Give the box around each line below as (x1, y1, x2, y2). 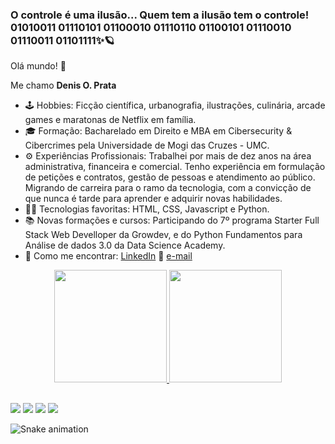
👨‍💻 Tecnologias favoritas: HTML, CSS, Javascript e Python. (24, 203, 270, 215)
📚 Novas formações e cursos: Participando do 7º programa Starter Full (24, 214, 320, 227)
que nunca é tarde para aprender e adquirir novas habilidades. (24, 193, 283, 205)
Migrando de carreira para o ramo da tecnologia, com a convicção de (24, 182, 312, 194)
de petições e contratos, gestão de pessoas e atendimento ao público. (24, 171, 316, 183)
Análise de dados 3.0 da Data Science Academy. (24, 239, 226, 252)
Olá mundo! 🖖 (10, 60, 67, 72)
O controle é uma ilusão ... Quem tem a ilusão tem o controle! (10, 8, 310, 22)
